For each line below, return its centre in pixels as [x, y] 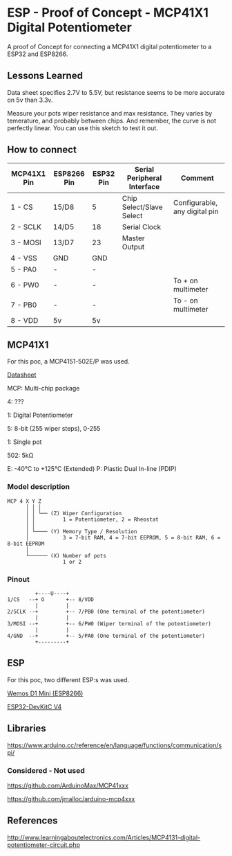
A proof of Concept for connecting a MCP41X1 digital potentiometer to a [109, 46]
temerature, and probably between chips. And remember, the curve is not [112, 121]
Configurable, [196, 202]
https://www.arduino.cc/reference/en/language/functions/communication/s [115, 745]
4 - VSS [24, 258]
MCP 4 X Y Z [24, 501]
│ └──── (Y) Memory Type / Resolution [81, 531]
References [32, 821]
